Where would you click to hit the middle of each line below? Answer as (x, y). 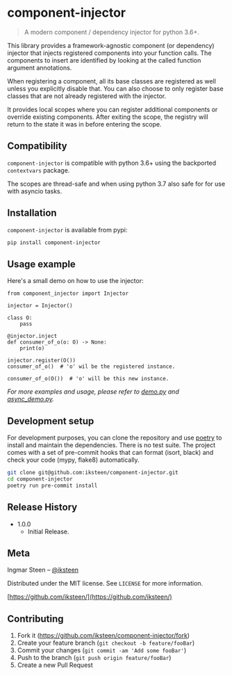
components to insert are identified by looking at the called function (104, 60)
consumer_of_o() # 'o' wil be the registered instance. (91, 367)
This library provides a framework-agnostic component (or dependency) (111, 45)
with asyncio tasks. (35, 191)
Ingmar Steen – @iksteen (43, 570)
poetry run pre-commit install (52, 485)
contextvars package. (39, 170)
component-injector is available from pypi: (67, 230)
